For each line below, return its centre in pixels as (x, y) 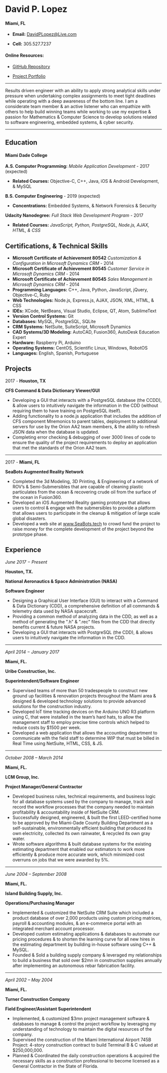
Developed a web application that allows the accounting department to (85, 732)
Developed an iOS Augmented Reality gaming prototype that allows (81, 502)
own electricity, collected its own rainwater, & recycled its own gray (81, 833)
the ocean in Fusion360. (37, 497)
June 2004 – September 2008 (36, 874)
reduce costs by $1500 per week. (46, 727)
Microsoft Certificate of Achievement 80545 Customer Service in (81, 268)
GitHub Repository (31, 66)
